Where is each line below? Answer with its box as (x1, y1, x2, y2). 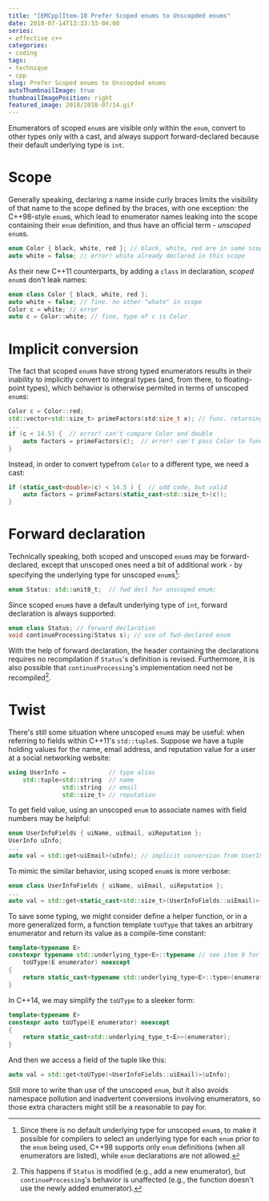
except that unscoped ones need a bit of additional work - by (41, 560, 243, 570)
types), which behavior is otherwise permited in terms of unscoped (26, 383, 249, 393)
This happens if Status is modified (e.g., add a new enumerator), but (19, 1167, 246, 1176)
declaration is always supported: (8, 609, 116, 618)
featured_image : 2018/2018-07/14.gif (8, 101, 134, 109)
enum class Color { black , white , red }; (8, 290, 149, 298)
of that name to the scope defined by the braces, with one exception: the (8, 204, 249, 213)
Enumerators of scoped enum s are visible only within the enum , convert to (8, 123, 246, 133)
